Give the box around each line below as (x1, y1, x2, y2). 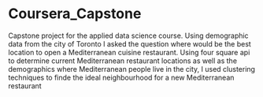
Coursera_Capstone (8, 5, 142, 23)
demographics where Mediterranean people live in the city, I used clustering (8, 64, 256, 73)
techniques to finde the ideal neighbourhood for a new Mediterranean (8, 73, 235, 82)
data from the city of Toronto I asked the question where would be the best (8, 39, 252, 48)
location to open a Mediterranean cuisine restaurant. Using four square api (8, 47, 250, 57)
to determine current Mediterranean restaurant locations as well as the (8, 56, 238, 65)
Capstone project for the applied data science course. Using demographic (8, 31, 250, 40)
